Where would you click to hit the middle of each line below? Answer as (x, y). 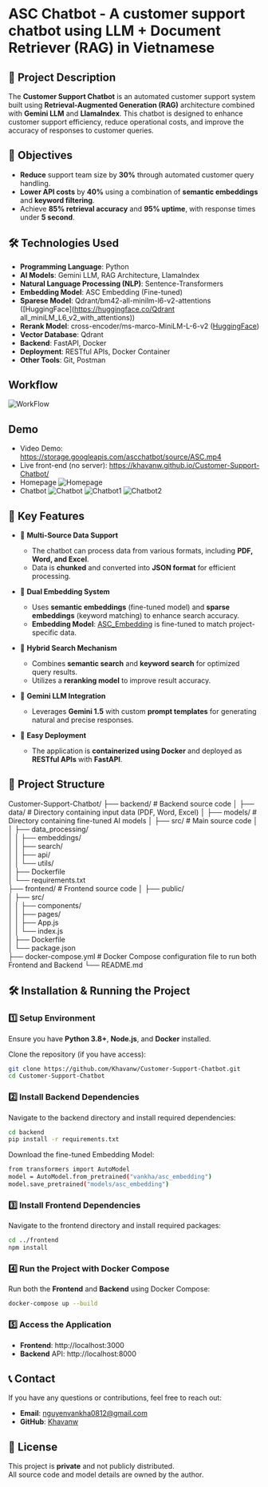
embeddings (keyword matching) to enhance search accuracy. (135, 616)
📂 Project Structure (57, 785)
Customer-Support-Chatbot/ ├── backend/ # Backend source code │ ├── (132, 803)
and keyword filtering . (57, 200)
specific (45, 632)
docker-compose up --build (53, 1304)
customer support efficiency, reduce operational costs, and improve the (126, 122)
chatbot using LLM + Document (114, 31)
